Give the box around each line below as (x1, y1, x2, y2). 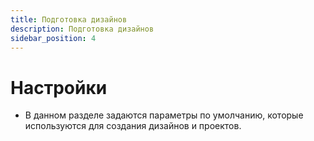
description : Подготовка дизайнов (10, 24, 155, 34)
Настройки (10, 76, 108, 99)
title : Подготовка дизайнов (10, 14, 128, 25)
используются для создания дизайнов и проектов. (24, 120, 242, 132)
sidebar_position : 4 (10, 33, 97, 43)
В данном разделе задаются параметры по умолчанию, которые (24, 109, 304, 121)
